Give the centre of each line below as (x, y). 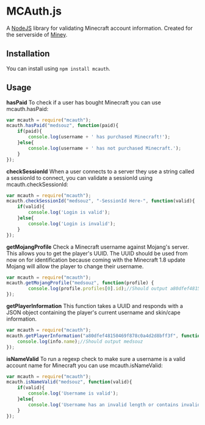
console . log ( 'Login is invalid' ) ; (72, 224)
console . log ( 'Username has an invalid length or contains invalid (114, 405)
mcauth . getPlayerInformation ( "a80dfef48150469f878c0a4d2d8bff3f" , (92, 336)
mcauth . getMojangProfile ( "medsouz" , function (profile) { (80, 283)
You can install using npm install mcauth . (59, 68)
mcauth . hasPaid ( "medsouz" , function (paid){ (63, 126)
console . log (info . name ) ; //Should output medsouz (80, 341)
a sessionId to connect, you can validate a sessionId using (80, 177)
